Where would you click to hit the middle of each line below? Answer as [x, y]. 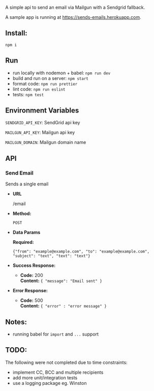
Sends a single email [27, 184]
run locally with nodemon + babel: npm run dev [61, 73]
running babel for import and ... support [56, 334]
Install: [17, 33]
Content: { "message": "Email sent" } [61, 281]
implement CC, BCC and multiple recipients [58, 372]
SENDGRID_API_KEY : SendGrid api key [43, 123]
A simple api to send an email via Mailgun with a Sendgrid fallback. [75, 7]
